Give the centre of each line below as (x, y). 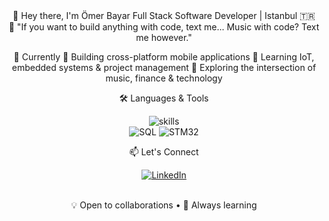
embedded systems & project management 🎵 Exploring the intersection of (164, 67)
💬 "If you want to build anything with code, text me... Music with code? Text (164, 27)
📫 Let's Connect (164, 152)
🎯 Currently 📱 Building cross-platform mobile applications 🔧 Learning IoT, (164, 57)
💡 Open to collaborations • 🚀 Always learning (164, 205)
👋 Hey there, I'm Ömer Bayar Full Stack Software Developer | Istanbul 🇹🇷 (164, 15)
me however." (164, 37)
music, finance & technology (164, 78)
